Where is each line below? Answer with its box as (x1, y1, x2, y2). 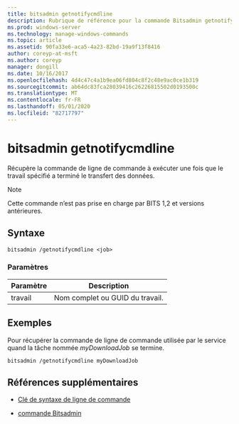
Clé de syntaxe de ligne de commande (17, 396, 131, 404)
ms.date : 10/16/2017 (7, 70, 69, 77)
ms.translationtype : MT (7, 90, 78, 97)
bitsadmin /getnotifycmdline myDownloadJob (7, 357, 139, 364)
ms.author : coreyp (7, 57, 62, 64)
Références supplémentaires (7, 376, 139, 388)
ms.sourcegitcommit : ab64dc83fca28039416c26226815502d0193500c (7, 83, 199, 90)
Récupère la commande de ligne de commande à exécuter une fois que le (7, 164, 224, 172)
